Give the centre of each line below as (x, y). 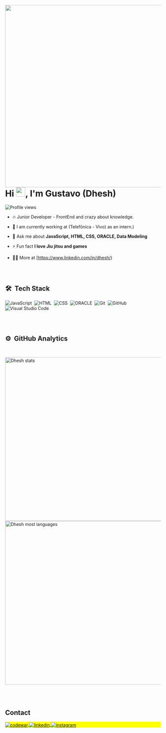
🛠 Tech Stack (28, 289)
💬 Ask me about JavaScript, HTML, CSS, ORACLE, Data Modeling (80, 236)
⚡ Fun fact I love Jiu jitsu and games (50, 246)
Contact (18, 712)
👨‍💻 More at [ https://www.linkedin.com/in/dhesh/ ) (62, 258)
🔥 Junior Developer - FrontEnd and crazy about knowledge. (73, 216)
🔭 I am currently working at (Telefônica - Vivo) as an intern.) (73, 226)
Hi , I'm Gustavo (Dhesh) (61, 194)
